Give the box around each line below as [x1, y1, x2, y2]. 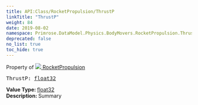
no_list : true [6, 42, 41, 48]
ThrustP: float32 [6, 74, 56, 82]
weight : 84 [6, 19, 33, 25]
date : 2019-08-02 [6, 25, 49, 31]
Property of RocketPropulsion [6, 63, 85, 70]
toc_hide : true [6, 47, 44, 53]
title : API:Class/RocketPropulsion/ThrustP [6, 8, 115, 15]
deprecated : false [6, 36, 51, 42]
